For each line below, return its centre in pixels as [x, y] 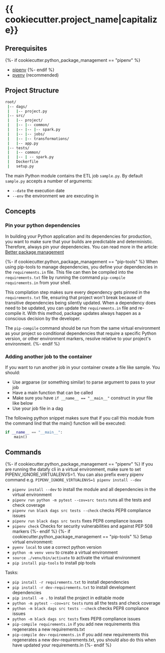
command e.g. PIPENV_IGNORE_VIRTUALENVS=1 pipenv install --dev [73, 480]
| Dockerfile [23, 162]
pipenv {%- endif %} [33, 70]
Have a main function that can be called [53, 392]
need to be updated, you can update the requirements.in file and [71, 308]
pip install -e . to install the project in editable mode [68, 598]
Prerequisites [26, 48]
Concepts [20, 211]
